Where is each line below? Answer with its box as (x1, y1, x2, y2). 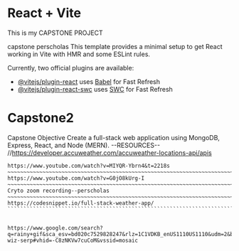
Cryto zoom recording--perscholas (7, 187, 110, 194)
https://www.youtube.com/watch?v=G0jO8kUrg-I (7, 174, 144, 182)
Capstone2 (7, 110, 75, 126)
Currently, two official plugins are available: (7, 63, 134, 72)
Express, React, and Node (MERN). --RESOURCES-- (7, 141, 161, 149)
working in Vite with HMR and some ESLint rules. (7, 50, 151, 58)
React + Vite (7, 5, 82, 21)
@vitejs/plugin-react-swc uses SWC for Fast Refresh (17, 85, 173, 93)
